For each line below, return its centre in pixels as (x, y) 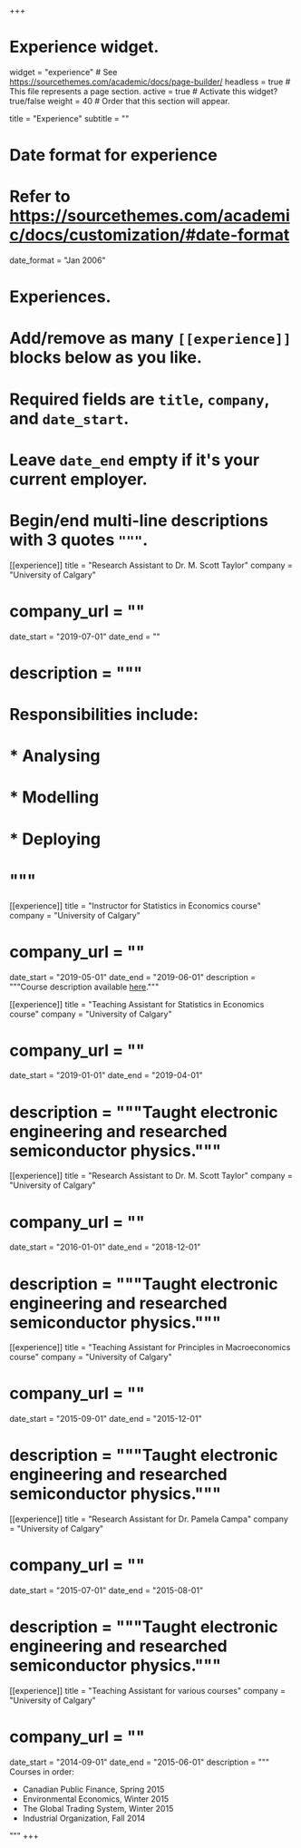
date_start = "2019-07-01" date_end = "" (85, 637)
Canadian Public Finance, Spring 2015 (93, 1789)
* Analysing (55, 756)
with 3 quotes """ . (79, 540)
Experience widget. (84, 47)
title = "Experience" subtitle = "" (69, 118)
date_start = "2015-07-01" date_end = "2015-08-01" (107, 1590)
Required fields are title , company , (140, 399)
